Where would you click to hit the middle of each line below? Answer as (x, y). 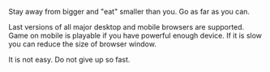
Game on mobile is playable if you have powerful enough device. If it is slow (135, 36)
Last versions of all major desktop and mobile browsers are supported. (126, 27)
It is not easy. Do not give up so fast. (69, 60)
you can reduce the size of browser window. (82, 44)
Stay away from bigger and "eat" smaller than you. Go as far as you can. (129, 12)
